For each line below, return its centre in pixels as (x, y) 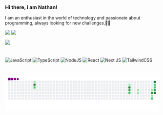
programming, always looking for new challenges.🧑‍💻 (58, 23)
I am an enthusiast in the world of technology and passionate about (73, 18)
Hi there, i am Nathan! (31, 7)
